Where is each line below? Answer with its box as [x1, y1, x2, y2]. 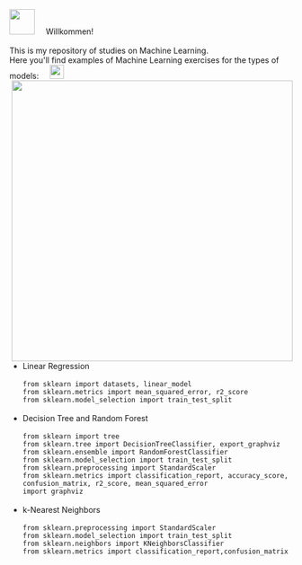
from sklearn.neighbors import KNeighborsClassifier [22, 539, 225, 548]
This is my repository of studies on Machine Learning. [9, 45, 209, 56]
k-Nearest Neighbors [22, 505, 101, 515]
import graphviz [22, 487, 84, 496]
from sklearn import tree [22, 432, 120, 441]
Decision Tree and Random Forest [22, 413, 148, 423]
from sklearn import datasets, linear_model [22, 380, 192, 389]
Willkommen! [45, 26, 94, 37]
